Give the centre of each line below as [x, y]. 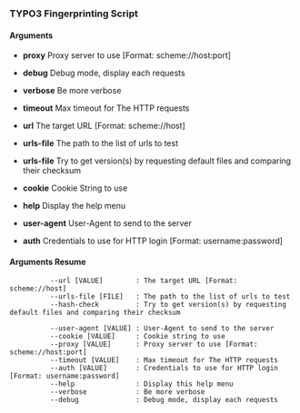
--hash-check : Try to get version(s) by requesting [168, 305]
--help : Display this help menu [141, 384]
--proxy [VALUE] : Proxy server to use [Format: [154, 344]
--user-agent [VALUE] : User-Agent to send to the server [162, 329]
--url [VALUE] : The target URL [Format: [144, 281]
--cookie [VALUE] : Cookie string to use [137, 337]
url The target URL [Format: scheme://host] [104, 126]
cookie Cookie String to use [75, 188]
